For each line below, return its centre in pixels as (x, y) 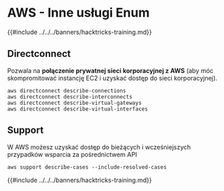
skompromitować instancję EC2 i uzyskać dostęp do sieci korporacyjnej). (112, 78)
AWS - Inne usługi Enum (79, 13)
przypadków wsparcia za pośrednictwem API (72, 154)
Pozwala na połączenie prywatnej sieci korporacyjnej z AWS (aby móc (111, 70)
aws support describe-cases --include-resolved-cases (87, 167)
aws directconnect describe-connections (67, 91)
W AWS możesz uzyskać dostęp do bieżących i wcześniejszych (99, 147)
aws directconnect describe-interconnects (70, 97)
